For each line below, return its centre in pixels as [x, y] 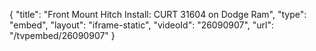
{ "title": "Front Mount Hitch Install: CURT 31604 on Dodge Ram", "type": [158, 14]
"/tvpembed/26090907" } [62, 35]
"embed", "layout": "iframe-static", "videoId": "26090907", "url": [141, 25]
